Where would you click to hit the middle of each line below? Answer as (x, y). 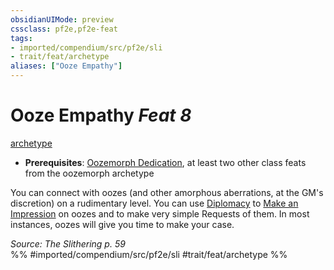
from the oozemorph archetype (89, 173)
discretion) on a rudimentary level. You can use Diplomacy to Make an (154, 203)
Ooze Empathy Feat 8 (101, 115)
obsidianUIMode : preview (62, 19)
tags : (21, 38)
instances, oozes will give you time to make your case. (122, 224)
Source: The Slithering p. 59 (68, 243)
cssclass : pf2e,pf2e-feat (64, 29)
